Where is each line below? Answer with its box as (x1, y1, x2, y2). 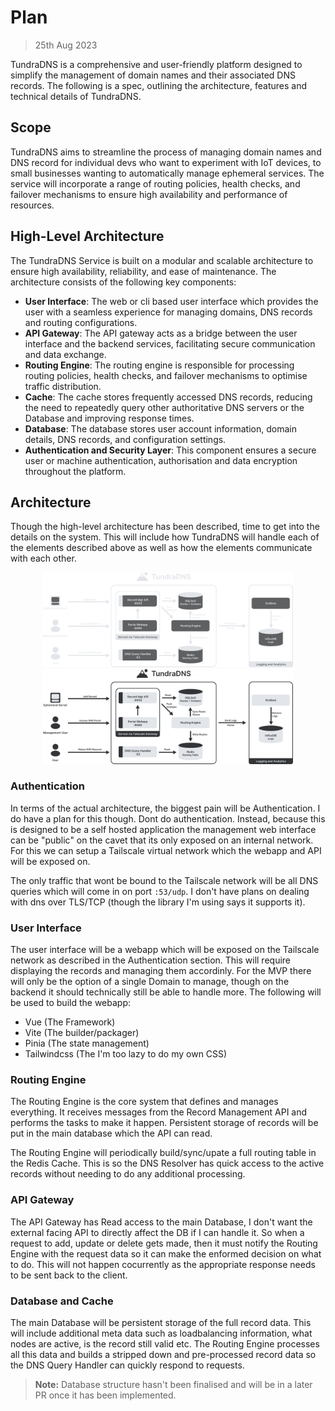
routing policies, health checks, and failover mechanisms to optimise (24, 369, 308, 381)
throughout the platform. (24, 465, 127, 477)
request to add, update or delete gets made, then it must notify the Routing (10, 1237, 318, 1249)
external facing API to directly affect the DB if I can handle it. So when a (10, 1226, 305, 1238)
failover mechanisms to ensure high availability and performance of (10, 188, 288, 200)
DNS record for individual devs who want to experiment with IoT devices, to (10, 156, 322, 168)
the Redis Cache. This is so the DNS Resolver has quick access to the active (10, 1157, 325, 1170)
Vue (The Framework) (24, 1016, 116, 1028)
